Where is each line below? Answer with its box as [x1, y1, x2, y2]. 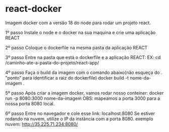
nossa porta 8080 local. [5, 100, 55, 106]
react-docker [5, 3, 62, 15]
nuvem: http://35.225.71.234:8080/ [5, 121, 78, 127]
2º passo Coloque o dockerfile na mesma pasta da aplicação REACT [5, 44, 148, 50]
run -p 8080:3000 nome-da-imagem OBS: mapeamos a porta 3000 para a [5, 95, 160, 101]
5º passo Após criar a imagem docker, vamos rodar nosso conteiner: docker [5, 90, 164, 96]
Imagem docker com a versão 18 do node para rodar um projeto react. [5, 20, 151, 26]
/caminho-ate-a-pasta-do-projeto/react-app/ [5, 59, 99, 65]
